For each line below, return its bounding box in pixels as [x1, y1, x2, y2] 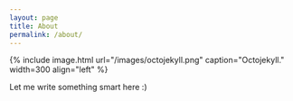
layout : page [9, 13, 59, 23]
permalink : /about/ [9, 30, 83, 39]
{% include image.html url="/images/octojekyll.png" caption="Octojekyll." [9, 55, 285, 66]
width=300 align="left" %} [9, 64, 109, 75]
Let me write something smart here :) [9, 82, 147, 93]
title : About [9, 22, 59, 31]
